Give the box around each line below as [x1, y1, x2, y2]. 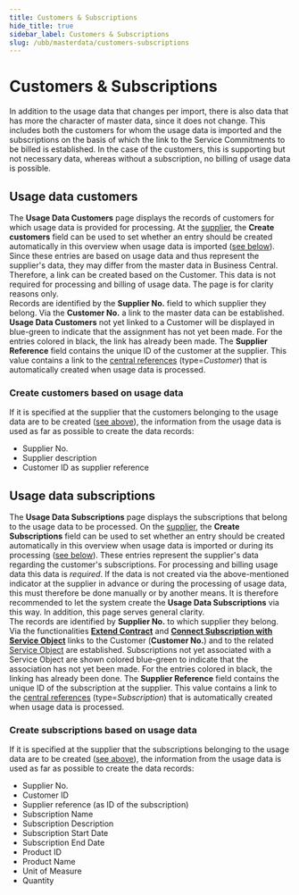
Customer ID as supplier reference [21, 462, 149, 473]
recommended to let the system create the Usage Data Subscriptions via [9, 598, 279, 608]
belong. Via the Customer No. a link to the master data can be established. [9, 307, 285, 318]
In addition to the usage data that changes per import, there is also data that [9, 106, 289, 117]
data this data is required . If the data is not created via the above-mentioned [9, 569, 289, 580]
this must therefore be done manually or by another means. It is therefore [9, 588, 279, 598]
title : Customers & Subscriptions [9, 13, 138, 22]
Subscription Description [21, 818, 114, 829]
